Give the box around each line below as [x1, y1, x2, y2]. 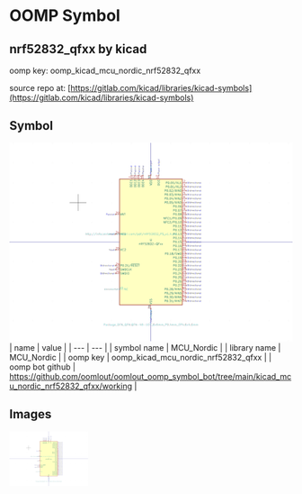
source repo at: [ [9, 83, 71, 93]
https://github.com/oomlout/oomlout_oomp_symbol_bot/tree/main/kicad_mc [9, 370, 292, 381]
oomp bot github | [9, 361, 76, 372]
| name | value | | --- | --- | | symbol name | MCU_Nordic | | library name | [9, 342, 281, 352]
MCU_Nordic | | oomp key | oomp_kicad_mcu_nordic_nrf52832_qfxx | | [9, 352, 272, 362]
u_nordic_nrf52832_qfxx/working [9, 380, 133, 391]
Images [9, 407, 52, 422]
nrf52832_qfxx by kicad [9, 41, 147, 57]
